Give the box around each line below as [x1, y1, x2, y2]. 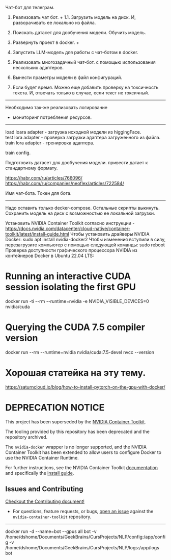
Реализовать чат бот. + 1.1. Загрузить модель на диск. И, [12, 14, 136, 20]
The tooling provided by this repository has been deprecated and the [5, 428, 150, 435]
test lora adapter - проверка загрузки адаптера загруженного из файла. [5, 135, 161, 140]
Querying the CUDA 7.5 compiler [5, 321, 145, 333]
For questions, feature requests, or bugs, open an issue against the [12, 508, 154, 514]
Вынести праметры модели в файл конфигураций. [12, 74, 123, 81]
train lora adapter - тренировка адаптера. [5, 140, 95, 146]
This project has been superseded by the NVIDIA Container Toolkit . [5, 418, 146, 425]
